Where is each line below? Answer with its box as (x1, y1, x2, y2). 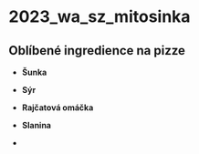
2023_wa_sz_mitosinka (8, 6, 191, 27)
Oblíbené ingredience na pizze (8, 43, 186, 58)
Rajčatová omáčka (21, 102, 94, 113)
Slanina (21, 120, 52, 130)
